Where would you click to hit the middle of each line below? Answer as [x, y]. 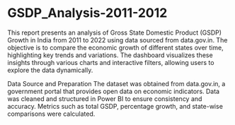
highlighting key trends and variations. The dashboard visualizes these [110, 55]
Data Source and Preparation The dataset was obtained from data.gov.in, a [116, 83]
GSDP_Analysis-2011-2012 [87, 13]
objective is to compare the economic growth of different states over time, [116, 47]
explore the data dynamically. [50, 70]
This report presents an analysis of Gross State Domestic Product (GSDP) [114, 32]
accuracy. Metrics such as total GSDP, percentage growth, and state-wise [115, 106]
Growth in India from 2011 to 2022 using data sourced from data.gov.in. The [117, 40]
